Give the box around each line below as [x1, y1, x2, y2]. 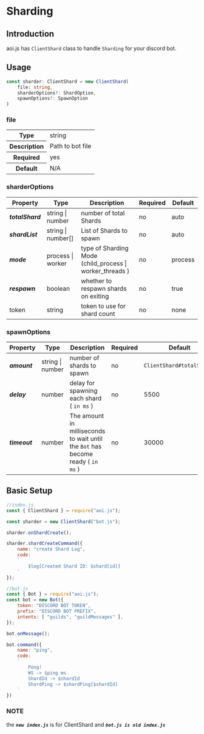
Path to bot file [49, 142, 92, 151]
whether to [81, 276, 112, 285]
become [69, 450, 93, 458]
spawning [69, 387, 98, 395]
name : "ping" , [17, 647, 53, 654]
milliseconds [69, 427, 106, 435]
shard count [81, 309, 115, 318]
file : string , [17, 84, 53, 90]
